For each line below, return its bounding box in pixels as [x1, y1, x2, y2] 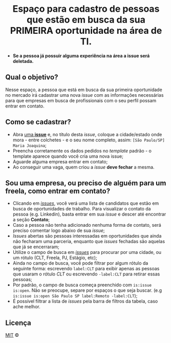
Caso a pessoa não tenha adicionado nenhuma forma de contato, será [12, 222, 161, 228]
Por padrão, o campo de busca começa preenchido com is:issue [12, 282, 152, 288]
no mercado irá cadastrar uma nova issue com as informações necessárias [5, 92, 164, 98]
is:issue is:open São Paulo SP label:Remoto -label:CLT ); [12, 293, 138, 299]
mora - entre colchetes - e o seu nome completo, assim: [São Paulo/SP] [12, 137, 165, 143]
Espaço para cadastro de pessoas [12, 3, 160, 15]
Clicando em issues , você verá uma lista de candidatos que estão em [12, 200, 159, 206]
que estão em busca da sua [26, 14, 146, 26]
